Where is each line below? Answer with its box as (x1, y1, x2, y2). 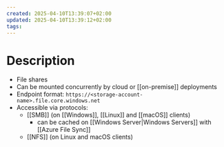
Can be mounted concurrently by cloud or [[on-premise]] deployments (16, 83, 218, 91)
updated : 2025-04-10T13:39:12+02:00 (6, 17, 112, 23)
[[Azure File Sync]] (37, 126, 91, 134)
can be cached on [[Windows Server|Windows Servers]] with (37, 118, 212, 126)
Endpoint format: (16, 90, 65, 99)
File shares (16, 75, 48, 84)
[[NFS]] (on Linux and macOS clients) (26, 133, 134, 141)
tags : (6, 23, 22, 30)
